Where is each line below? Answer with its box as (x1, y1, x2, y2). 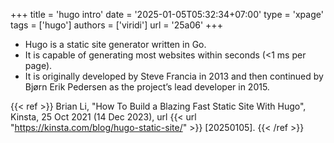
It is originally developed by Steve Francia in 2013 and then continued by (24, 70, 324, 82)
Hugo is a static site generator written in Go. (24, 39, 207, 50)
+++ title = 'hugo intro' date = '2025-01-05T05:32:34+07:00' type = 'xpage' (10, 9, 324, 20)
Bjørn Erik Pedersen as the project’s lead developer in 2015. (24, 81, 270, 93)
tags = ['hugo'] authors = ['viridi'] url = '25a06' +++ (10, 19, 223, 31)
